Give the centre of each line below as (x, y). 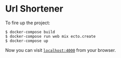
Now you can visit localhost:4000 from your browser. (60, 50)
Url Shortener (34, 9)
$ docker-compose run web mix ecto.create (50, 36)
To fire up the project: (28, 23)
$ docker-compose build (30, 32)
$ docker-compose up (27, 41)
